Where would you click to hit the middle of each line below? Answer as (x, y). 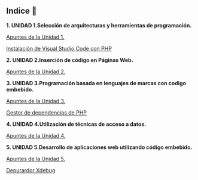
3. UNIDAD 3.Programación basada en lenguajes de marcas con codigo (96, 83)
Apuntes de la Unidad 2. (36, 72)
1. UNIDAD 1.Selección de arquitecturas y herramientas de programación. (99, 25)
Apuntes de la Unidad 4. (36, 135)
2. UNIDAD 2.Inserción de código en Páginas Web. (70, 60)
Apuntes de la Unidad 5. (36, 159)
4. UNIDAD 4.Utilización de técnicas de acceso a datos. (76, 124)
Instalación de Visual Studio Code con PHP (59, 48)
